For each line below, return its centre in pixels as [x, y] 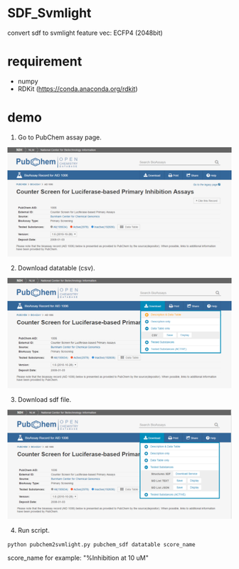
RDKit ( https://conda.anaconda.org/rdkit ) [78, 89]
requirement [45, 62]
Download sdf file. [44, 400]
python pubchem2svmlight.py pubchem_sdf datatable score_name [101, 544]
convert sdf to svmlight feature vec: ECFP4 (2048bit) [85, 33]
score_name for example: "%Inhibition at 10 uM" [78, 558]
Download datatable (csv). [56, 267]
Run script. [33, 530]
